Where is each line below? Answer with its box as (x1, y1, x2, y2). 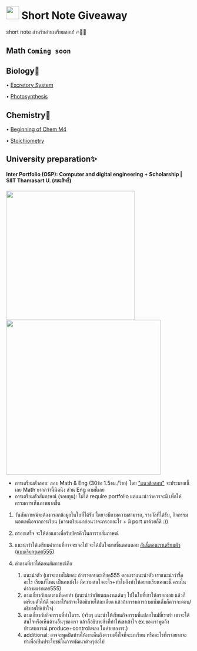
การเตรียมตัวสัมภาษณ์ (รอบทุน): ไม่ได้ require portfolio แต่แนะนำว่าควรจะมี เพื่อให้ (14, 492, 182, 499)
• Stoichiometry (6, 137, 45, 144)
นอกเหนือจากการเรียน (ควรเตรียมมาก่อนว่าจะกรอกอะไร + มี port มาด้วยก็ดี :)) (14, 518, 169, 525)
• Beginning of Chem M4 (6, 126, 66, 133)
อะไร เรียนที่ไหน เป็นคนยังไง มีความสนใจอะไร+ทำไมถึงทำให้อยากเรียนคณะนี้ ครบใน (23, 578, 186, 585)
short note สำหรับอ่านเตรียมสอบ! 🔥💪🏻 (6, 28, 87, 35)
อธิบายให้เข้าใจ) (23, 604, 54, 611)
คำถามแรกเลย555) (23, 584, 62, 592)
